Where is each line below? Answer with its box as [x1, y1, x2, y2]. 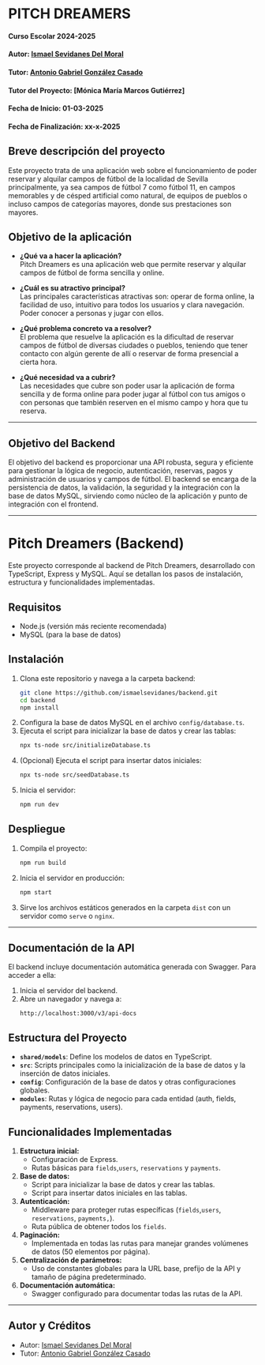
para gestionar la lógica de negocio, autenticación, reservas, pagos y [8, 466, 233, 476]
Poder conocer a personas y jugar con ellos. [19, 309, 164, 318]
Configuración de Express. [31, 1155, 118, 1164]
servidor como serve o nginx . [19, 911, 115, 920]
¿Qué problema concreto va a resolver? [19, 324, 152, 333]
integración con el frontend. [8, 499, 99, 510]
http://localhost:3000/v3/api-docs [19, 1010, 137, 1017]
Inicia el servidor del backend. [19, 986, 118, 995]
